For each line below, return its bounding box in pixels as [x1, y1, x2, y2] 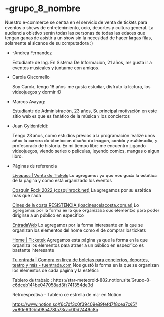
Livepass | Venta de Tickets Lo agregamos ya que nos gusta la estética [12, 172, 157, 178]
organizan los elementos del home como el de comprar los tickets [12, 227, 146, 233]
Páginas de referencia [12, 163, 57, 169]
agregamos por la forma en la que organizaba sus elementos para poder [12, 207, 160, 213]
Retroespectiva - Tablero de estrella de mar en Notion [12, 291, 122, 297]
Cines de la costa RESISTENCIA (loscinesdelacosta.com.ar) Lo [12, 202, 139, 208]
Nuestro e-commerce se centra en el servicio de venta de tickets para [5, 19, 148, 25]
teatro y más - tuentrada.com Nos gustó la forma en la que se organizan [12, 262, 159, 268]
